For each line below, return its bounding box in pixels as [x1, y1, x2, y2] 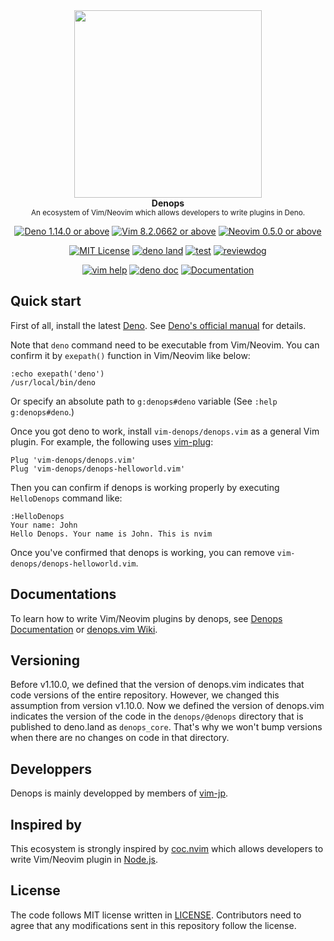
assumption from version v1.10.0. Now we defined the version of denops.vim [10, 700, 325, 712]
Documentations [10, 586, 117, 603]
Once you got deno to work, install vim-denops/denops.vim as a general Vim [10, 425, 320, 437]
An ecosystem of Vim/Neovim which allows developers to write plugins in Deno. [30, 208, 306, 218]
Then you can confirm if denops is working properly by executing [10, 481, 280, 493]
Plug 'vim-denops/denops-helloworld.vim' [10, 464, 186, 474]
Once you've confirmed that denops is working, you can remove [10, 546, 275, 558]
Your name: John [10, 520, 78, 530]
